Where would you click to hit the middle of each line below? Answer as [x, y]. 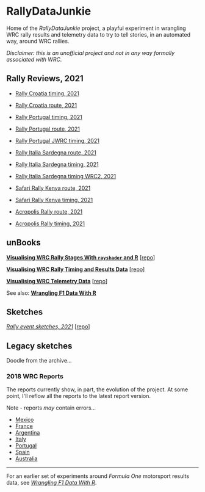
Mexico [24, 420]
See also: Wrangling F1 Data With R [51, 293]
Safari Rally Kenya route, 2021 [53, 188]
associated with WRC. [34, 59]
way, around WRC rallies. [38, 41]
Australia [26, 458]
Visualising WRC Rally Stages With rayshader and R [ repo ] [81, 257]
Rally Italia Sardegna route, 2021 [56, 152]
